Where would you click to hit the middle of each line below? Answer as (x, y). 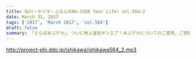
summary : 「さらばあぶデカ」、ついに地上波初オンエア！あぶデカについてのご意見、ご (95, 33)
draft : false (22, 28)
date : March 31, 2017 (32, 17)
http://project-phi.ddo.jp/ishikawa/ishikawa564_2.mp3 (71, 50)
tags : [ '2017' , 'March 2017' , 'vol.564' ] (57, 22)
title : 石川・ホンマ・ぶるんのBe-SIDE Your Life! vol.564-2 (76, 11)
